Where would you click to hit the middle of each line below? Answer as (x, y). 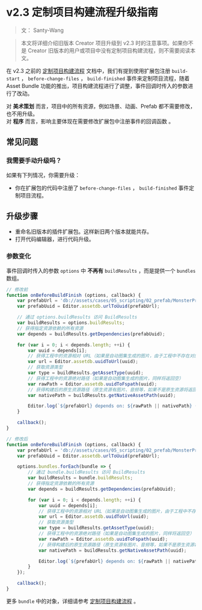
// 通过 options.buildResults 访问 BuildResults (77, 317)
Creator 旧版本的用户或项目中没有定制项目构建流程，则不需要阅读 (109, 50)
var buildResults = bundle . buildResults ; (81, 478)
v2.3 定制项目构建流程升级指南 (82, 12)
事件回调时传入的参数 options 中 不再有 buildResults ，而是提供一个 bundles (101, 270)
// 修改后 (17, 439)
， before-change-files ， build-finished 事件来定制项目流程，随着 (105, 78)
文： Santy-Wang (42, 30)
